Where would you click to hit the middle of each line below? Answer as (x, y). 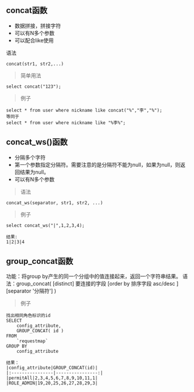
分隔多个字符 (30, 157)
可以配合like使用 (34, 40)
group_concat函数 (40, 261)
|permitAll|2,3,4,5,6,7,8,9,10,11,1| (52, 378)
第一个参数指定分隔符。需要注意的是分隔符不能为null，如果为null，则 (97, 164)
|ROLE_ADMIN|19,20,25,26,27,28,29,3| (52, 383)
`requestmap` (32, 341)
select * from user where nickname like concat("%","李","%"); (84, 110)
